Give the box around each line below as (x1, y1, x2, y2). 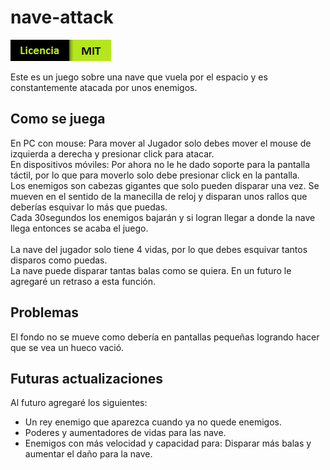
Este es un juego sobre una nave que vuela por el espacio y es (10, 71, 268, 83)
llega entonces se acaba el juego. (10, 222, 149, 234)
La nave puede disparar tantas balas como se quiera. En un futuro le (10, 264, 292, 276)
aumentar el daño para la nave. (24, 448, 153, 460)
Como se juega (10, 111, 106, 128)
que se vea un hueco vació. (10, 341, 125, 353)
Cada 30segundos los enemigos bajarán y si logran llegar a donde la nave (10, 211, 316, 223)
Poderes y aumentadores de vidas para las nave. (24, 427, 227, 439)
